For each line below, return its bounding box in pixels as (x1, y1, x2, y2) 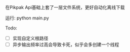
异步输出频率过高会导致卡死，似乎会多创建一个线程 (12, 41, 119, 47)
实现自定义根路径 (12, 35, 49, 41)
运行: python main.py (5, 15, 49, 21)
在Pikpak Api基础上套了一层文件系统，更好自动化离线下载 (5, 4, 125, 10)
